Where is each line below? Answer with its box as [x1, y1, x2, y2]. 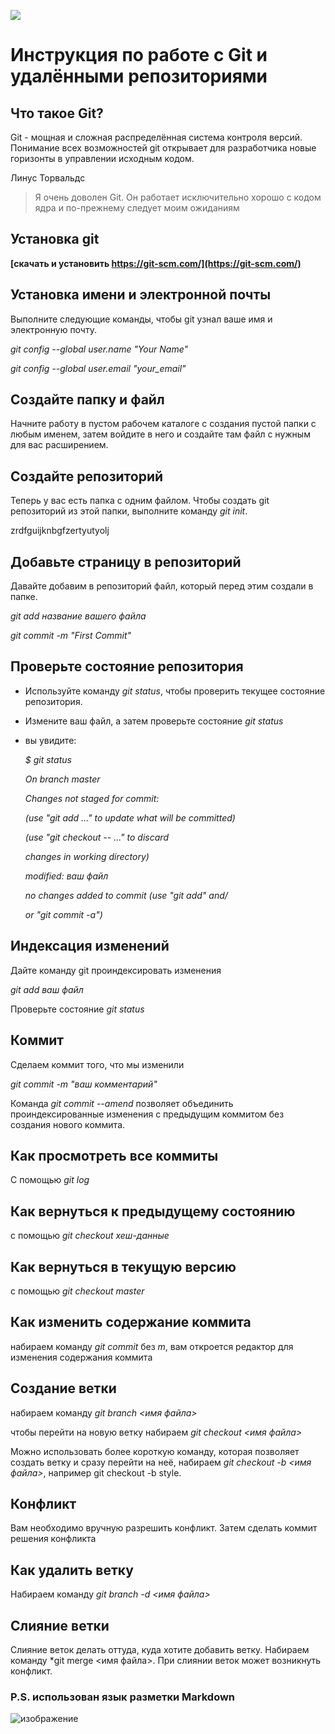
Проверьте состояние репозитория [10, 658, 244, 675]
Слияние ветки [10, 1617, 110, 1634]
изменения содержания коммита [10, 1351, 153, 1363]
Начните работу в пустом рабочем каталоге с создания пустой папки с [10, 418, 317, 430]
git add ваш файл [10, 983, 84, 995]
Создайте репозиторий [10, 468, 164, 485]
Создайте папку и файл [10, 391, 165, 409]
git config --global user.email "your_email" [10, 362, 187, 374]
